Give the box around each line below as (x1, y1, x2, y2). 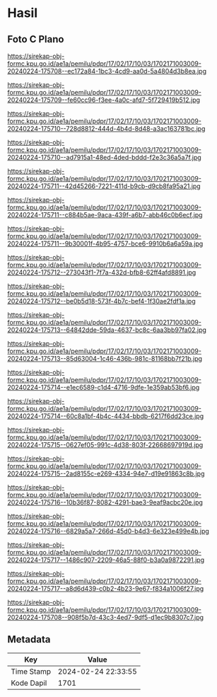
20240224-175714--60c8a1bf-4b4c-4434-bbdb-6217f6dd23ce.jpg (7, 412, 204, 420)
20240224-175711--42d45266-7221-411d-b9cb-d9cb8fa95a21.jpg (7, 182, 201, 190)
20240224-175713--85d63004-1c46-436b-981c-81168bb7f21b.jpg (7, 355, 203, 362)
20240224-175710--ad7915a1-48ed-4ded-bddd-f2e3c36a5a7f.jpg (7, 154, 201, 161)
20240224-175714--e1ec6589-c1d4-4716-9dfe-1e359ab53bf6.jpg (7, 384, 200, 391)
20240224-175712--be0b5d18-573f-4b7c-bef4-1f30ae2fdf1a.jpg (7, 297, 196, 305)
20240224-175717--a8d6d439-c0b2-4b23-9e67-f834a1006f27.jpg (7, 584, 204, 592)
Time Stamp (11, 667, 52, 676)
